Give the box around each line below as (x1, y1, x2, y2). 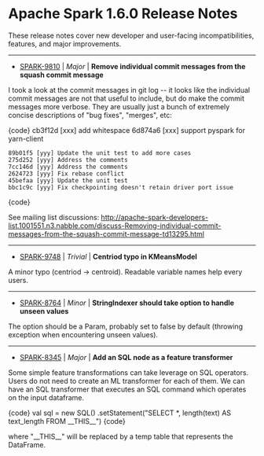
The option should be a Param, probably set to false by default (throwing (8, 322, 244, 331)
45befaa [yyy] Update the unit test (8, 176, 128, 185)
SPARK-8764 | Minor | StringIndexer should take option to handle (19, 298, 234, 307)
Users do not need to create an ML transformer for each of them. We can (8, 376, 245, 385)
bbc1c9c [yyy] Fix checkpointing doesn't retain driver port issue (8, 183, 234, 191)
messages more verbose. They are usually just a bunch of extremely (8, 101, 230, 111)
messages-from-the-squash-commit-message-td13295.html (8, 229, 204, 238)
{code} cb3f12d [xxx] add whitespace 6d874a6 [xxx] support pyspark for (8, 125, 246, 134)
